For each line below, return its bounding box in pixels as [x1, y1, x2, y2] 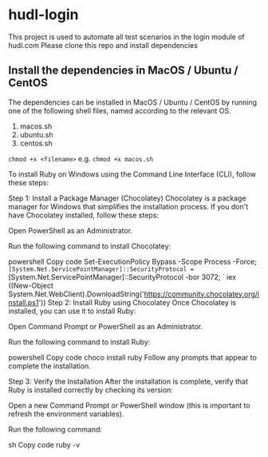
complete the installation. [8, 361, 92, 371]
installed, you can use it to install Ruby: [8, 306, 136, 316]
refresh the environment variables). [8, 409, 124, 419]
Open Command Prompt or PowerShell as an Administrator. [8, 321, 203, 331]
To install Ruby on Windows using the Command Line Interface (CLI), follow [8, 169, 257, 179]
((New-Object [8, 280, 53, 290]
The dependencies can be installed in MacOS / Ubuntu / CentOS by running [8, 97, 258, 107]
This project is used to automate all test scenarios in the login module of [8, 32, 245, 42]
